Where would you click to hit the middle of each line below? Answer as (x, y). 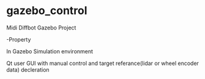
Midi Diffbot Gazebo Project (41, 28)
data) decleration (28, 70)
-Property (19, 39)
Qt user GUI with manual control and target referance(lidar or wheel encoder (102, 63)
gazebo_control (47, 11)
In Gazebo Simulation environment (50, 51)
